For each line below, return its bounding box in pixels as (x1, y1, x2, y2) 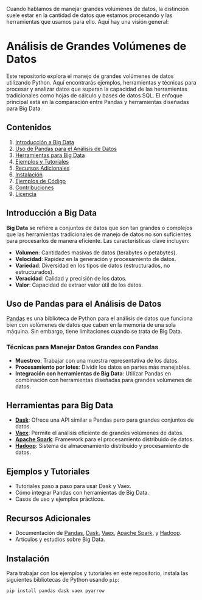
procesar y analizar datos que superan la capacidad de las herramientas (6, 85, 187, 92)
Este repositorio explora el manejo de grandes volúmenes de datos (6, 72, 174, 80)
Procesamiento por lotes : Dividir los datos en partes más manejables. (15, 363, 191, 371)
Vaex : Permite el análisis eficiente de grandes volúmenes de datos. (15, 429, 184, 437)
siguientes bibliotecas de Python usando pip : (6, 576, 120, 583)
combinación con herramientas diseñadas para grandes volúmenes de (15, 376, 192, 383)
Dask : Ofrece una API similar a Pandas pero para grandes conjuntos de (15, 416, 194, 424)
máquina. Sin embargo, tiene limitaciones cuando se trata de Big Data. (6, 328, 183, 335)
